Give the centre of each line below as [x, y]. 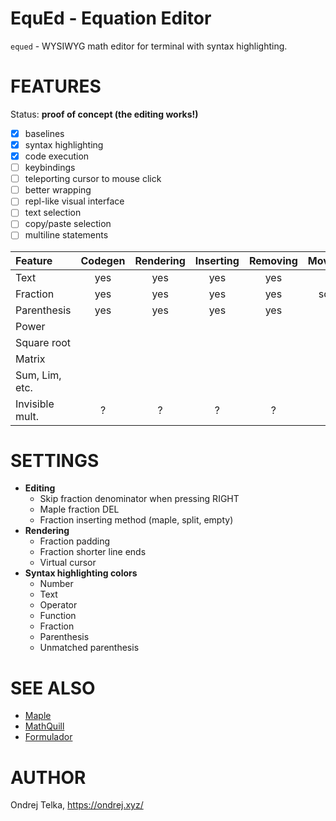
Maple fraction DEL [79, 509]
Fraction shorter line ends [93, 552]
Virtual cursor [68, 563]
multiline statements [66, 235]
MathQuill [44, 726]
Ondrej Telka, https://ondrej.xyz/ [77, 805]
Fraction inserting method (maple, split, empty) [136, 520]
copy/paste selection [68, 224]
